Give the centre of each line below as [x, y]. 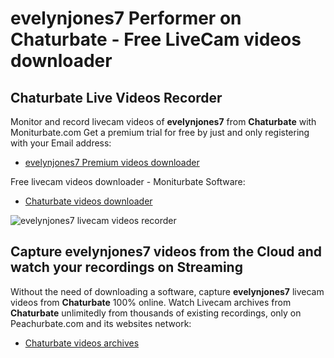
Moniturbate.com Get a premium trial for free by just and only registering [160, 132]
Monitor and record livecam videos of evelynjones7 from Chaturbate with [163, 121]
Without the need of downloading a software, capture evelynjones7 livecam [167, 291]
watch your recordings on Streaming [126, 267]
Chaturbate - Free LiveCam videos [156, 39]
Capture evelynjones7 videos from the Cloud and [166, 252]
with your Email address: [61, 143]
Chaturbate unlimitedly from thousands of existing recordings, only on [156, 313]
